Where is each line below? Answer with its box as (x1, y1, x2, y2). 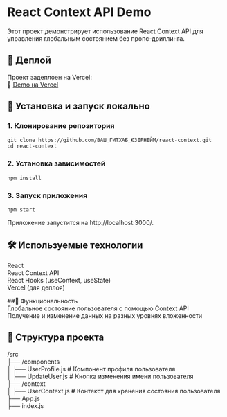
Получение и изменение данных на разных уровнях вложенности (7, 311, 203, 319)
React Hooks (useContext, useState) (7, 276, 111, 284)
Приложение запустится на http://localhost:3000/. (7, 219, 154, 227)
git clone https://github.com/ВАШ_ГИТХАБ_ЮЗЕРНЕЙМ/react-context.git (7, 136, 212, 144)
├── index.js (7, 401, 44, 409)
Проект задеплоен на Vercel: (7, 73, 92, 81)
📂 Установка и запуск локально (7, 100, 150, 112)
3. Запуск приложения (7, 190, 88, 200)
